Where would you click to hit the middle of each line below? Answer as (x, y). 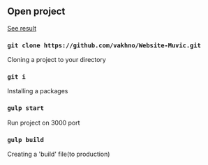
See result (22, 28)
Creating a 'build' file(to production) (59, 154)
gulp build (25, 140)
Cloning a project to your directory (57, 60)
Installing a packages (38, 91)
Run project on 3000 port (44, 123)
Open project (36, 11)
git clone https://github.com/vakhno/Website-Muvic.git (104, 45)
